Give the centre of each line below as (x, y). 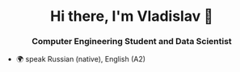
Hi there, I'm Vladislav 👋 (132, 16)
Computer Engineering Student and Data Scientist (132, 42)
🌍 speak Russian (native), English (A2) (81, 59)
